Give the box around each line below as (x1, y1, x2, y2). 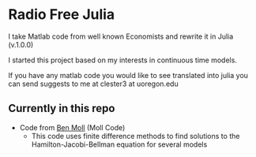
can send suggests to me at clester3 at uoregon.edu (8, 79, 179, 88)
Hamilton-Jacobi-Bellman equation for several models (31, 140, 208, 149)
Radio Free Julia (8, 6, 115, 24)
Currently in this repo (8, 102, 115, 115)
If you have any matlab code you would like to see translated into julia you (8, 70, 249, 80)
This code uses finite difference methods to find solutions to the (31, 131, 240, 140)
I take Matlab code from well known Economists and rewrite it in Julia (8, 32, 234, 41)
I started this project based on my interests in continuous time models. (8, 55, 237, 65)
